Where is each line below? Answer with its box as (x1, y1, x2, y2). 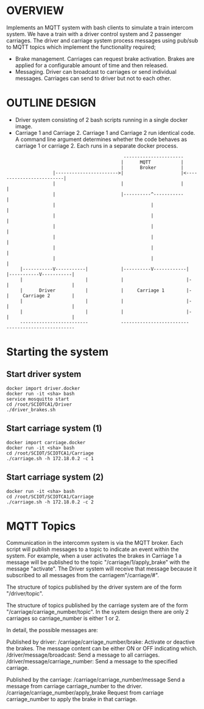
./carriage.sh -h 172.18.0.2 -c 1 (6, 455, 94, 461)
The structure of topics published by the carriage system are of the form (6, 602, 188, 609)
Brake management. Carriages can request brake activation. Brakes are (15, 55, 195, 62)
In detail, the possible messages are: (6, 627, 99, 634)
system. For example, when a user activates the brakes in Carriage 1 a (6, 552, 182, 560)
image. (15, 123, 33, 130)
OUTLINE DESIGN (6, 96, 96, 110)
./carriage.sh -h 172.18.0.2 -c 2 (6, 498, 94, 505)
